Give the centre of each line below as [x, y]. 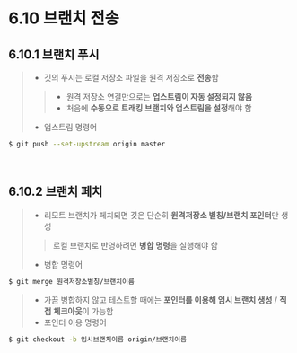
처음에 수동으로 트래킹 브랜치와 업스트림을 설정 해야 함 [159, 108]
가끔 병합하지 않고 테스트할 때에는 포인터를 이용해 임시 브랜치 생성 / [161, 300]
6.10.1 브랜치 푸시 [54, 54]
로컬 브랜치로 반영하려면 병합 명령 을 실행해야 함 [135, 245]
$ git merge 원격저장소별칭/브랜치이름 [72, 281]
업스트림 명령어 [70, 127]
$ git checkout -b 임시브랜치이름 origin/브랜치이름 [98, 339]
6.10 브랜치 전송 [64, 18]
